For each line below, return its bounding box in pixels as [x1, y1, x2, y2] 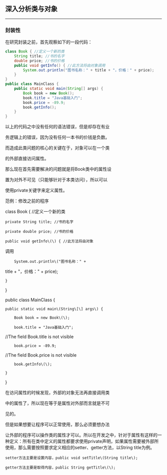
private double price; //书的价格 [5, 229, 74, 234]
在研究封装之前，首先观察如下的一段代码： [5, 39, 92, 45]
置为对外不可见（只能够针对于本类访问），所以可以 [5, 177, 108, 183]
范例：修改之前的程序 [5, 198, 49, 204]
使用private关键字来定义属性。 [5, 187, 68, 193]
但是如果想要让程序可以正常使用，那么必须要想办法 [5, 422, 110, 428]
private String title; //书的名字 [5, 219, 74, 225]
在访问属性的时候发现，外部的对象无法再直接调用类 [5, 390, 110, 396]
